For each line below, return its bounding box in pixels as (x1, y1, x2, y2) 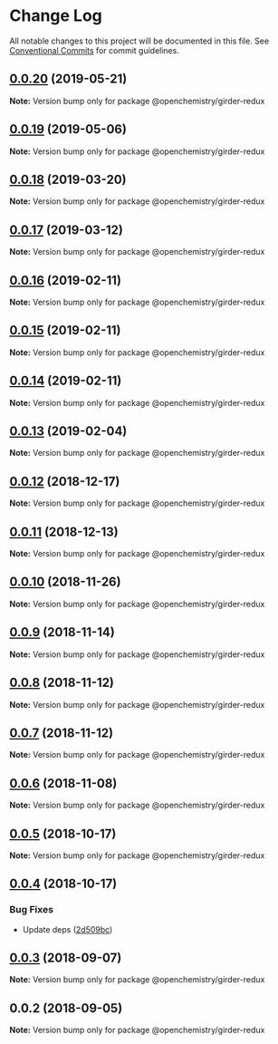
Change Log (9, 5, 102, 26)
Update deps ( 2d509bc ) (22, 923, 113, 934)
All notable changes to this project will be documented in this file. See (9, 35, 270, 46)
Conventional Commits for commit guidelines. (9, 44, 179, 55)
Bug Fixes (9, 904, 54, 916)
